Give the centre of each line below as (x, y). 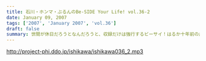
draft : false (23, 29)
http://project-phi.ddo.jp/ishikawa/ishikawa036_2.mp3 (75, 51)
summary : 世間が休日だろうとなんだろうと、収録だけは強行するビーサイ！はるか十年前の (103, 34)
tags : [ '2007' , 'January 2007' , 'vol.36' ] (61, 23)
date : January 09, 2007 (37, 18)
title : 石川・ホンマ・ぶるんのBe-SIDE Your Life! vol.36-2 (78, 12)
